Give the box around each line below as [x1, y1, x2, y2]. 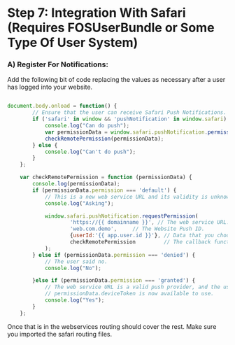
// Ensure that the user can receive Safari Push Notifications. [32, 109, 227, 116]
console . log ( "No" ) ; [44, 265, 101, 272]
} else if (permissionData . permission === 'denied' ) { [32, 251, 196, 258]
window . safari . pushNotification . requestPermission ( [44, 212, 199, 220]
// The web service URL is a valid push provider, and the [44, 283, 220, 291]
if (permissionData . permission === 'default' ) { [32, 187, 177, 194]
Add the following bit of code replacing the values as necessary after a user [7, 76, 226, 84]
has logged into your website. [7, 83, 93, 92]
